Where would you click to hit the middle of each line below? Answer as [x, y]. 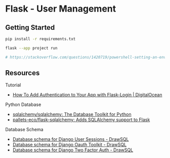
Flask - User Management [61, 9]
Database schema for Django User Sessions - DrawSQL [71, 139]
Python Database [23, 104]
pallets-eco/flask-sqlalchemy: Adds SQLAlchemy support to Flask [81, 120]
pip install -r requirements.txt [40, 39]
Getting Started [30, 28]
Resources [23, 73]
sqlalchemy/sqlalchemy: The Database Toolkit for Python [72, 115]
